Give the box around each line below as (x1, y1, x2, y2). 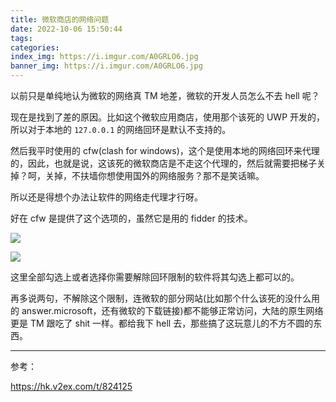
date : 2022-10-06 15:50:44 (10, 24, 123, 34)
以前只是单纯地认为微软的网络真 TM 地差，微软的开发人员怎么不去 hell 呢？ (10, 90, 320, 101)
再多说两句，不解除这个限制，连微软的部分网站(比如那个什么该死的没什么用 (10, 292, 321, 304)
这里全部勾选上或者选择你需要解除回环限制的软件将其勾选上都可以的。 (10, 271, 300, 283)
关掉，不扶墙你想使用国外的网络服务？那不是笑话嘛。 (44, 170, 265, 181)
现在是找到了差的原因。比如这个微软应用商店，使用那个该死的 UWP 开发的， (10, 111, 326, 123)
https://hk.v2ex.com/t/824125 (10, 381, 133, 392)
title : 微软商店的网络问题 (10, 14, 110, 25)
